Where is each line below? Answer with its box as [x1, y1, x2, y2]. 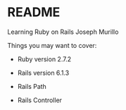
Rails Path [17, 82, 47, 90]
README [7, 4, 61, 20]
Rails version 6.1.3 [17, 68, 70, 77]
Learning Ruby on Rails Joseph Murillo [7, 28, 119, 36]
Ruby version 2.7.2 [17, 54, 72, 63]
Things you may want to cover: [7, 41, 97, 49]
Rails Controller [17, 96, 62, 104]
